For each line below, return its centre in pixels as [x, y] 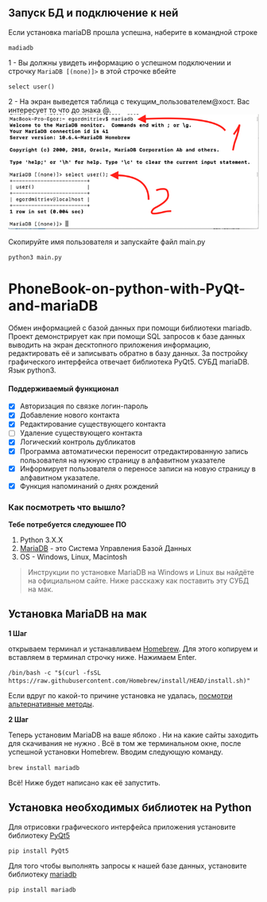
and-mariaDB [53, 306]
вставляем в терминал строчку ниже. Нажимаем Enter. [103, 657]
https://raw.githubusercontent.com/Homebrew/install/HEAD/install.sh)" [129, 681]
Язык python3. [33, 370]
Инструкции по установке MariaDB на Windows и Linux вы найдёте [141, 572]
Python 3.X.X [41, 540]
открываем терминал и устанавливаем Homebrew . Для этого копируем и [133, 649]
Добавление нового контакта [70, 415]
